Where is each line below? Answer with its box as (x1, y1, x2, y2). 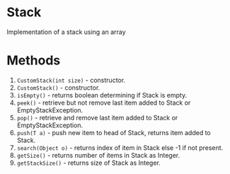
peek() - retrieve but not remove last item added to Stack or (16, 98, 191, 107)
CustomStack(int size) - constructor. (16, 76, 125, 84)
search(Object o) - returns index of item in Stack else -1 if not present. (16, 143, 224, 152)
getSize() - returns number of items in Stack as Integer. (16, 151, 180, 159)
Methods (6, 52, 61, 69)
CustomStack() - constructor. (16, 83, 100, 92)
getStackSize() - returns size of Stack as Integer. (16, 158, 161, 167)
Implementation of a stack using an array (6, 28, 126, 36)
